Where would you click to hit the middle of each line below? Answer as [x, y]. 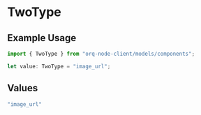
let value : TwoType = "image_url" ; [59, 66]
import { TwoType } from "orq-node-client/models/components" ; [101, 54]
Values [23, 88]
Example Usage [42, 38]
